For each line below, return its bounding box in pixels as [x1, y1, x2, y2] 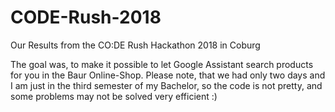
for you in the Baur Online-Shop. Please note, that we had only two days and [10, 69, 326, 81]
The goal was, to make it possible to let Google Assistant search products [10, 58, 314, 70]
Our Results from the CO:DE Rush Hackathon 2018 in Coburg [10, 39, 261, 51]
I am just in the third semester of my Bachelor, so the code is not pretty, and [10, 79, 323, 91]
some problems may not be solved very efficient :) [10, 90, 218, 102]
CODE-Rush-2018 [10, 6, 162, 29]
